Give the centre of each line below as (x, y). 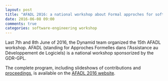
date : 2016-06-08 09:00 (30, 19)
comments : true (21, 24)
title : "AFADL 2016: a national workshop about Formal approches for (79, 14)
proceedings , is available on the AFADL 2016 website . (60, 73)
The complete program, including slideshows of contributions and (73, 68)
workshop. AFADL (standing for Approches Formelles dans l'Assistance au (82, 48)
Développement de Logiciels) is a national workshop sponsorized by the (79, 53)
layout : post (19, 10)
